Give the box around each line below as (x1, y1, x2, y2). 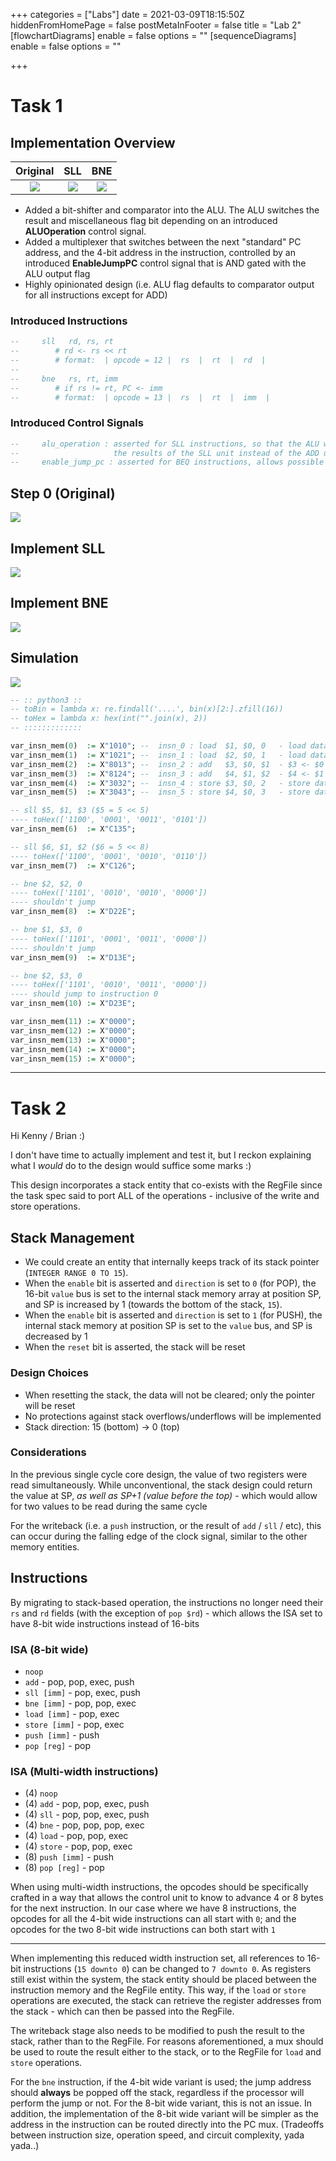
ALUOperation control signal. (24, 225, 147, 237)
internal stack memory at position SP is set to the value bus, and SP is (24, 1320, 313, 1332)
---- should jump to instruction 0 (10, 989, 159, 999)
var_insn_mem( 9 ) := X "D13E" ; (10, 952, 137, 963)
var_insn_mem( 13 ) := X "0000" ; (10, 1035, 137, 1045)
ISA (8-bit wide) (10, 1642, 89, 1656)
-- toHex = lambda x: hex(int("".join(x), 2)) (10, 714, 208, 724)
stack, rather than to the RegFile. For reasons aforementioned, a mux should (10, 2035, 324, 2048)
